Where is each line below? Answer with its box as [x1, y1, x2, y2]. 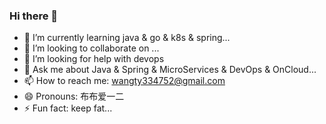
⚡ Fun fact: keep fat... [23, 102, 113, 114]
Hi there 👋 [9, 9, 59, 23]
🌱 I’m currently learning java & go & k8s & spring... [23, 32, 231, 44]
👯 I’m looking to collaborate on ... [23, 42, 160, 54]
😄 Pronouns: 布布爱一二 [23, 90, 125, 103]
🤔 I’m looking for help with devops [23, 53, 165, 65]
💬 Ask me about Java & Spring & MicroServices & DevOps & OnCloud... [23, 64, 317, 76]
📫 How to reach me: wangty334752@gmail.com [23, 75, 226, 87]
